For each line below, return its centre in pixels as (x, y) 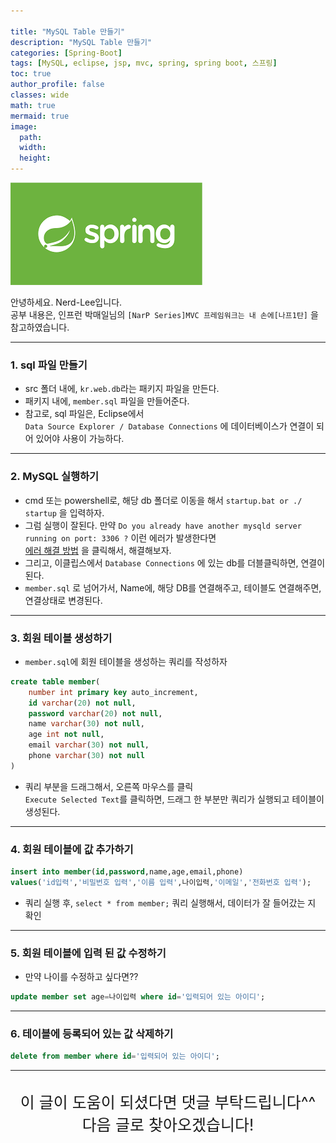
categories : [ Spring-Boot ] (66, 53)
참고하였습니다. (40, 327)
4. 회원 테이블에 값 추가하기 (72, 849)
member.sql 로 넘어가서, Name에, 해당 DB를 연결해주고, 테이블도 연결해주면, (173, 587)
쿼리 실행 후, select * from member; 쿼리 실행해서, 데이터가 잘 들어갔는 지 (170, 902)
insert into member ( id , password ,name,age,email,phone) (127, 872)
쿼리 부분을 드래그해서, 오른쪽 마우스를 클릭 (109, 786)
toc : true (31, 74)
